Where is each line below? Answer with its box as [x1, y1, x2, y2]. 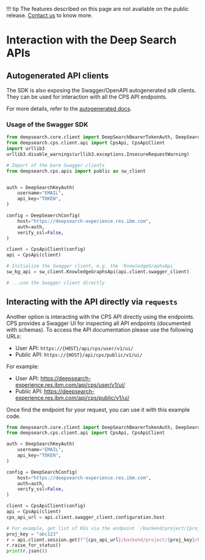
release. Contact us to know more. [6, 12, 93, 19]
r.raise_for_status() [6, 542, 62, 548]
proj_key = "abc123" [6, 531, 59, 537]
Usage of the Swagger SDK [6, 120, 88, 129]
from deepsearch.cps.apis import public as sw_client [6, 168, 146, 174]
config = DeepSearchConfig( [6, 469, 78, 475]
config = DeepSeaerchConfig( [6, 212, 81, 219]
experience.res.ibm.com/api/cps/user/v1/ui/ [15, 381, 125, 388]
